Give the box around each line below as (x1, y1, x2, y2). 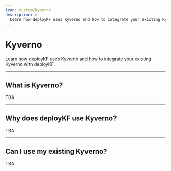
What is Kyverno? (5, 81, 63, 89)
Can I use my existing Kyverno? (5, 147, 107, 156)
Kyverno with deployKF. (5, 61, 55, 67)
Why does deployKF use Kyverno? (5, 114, 117, 123)
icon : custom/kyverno (5, 7, 51, 13)
